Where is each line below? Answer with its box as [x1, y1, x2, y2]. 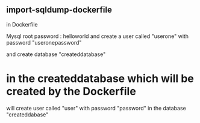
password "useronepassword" [6, 39, 82, 46]
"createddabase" [6, 111, 49, 118]
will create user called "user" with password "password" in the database [6, 104, 187, 112]
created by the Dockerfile [6, 84, 137, 98]
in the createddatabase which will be [6, 72, 195, 85]
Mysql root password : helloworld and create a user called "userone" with [6, 33, 189, 40]
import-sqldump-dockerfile [6, 5, 113, 15]
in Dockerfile [6, 20, 38, 28]
